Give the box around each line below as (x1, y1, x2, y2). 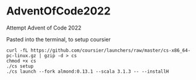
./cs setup (6, 63, 34, 69)
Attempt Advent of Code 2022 (6, 24, 82, 31)
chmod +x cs (6, 58, 36, 64)
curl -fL (6, 47, 28, 54)
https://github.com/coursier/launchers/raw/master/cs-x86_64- (30, 47, 191, 54)
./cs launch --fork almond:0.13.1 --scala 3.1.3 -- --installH (6, 68, 169, 75)
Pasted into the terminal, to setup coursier (6, 35, 111, 43)
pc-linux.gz (6, 52, 36, 58)
